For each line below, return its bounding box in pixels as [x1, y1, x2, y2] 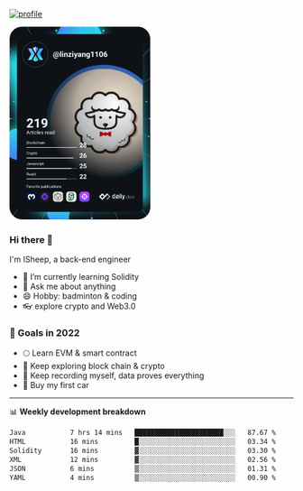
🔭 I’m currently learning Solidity [22, 272, 140, 283]
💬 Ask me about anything [22, 281, 116, 292]
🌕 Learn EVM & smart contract [22, 347, 137, 358]
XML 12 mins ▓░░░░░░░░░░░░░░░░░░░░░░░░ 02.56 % [9, 456, 277, 465]
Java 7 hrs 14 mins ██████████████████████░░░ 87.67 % [9, 429, 277, 438]
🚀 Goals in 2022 [9, 327, 80, 338]
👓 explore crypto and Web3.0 [22, 301, 136, 311]
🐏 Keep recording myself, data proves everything [22, 370, 205, 381]
